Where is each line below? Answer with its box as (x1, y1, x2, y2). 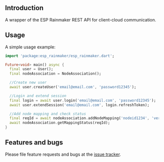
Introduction (5, 4, 44, 12)
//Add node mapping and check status (9, 111, 86, 116)
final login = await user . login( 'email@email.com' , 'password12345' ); (9, 98, 156, 103)
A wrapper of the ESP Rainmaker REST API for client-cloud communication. (5, 17, 156, 22)
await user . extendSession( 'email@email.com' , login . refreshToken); (9, 102, 150, 107)
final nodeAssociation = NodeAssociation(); (9, 71, 102, 76)
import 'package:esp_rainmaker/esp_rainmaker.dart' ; (5, 53, 115, 58)
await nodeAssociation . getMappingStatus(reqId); (9, 121, 110, 125)
